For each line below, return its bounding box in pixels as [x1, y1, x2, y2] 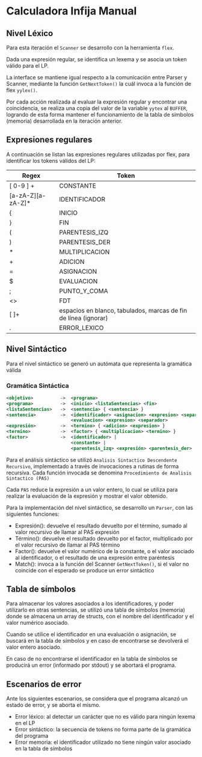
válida [6, 366, 21, 373]
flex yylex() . [6, 87, 38, 94]
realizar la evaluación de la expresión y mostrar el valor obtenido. [6, 492, 168, 500]
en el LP [14, 720, 35, 727]
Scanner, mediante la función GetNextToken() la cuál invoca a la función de [6, 80, 191, 87]
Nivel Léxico [6, 28, 54, 38]
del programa [14, 732, 49, 740]
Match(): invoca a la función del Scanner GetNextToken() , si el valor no [14, 560, 189, 568]
